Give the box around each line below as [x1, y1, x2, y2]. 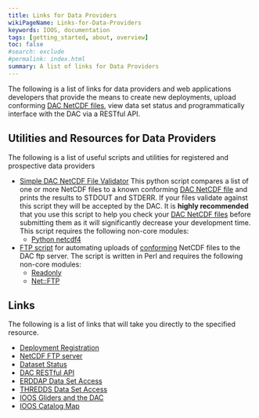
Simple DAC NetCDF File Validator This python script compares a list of [19, 176, 249, 185]
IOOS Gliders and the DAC [19, 393, 104, 402]
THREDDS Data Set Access [19, 385, 108, 394]
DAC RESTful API [19, 368, 75, 377]
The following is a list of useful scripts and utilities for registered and [8, 152, 229, 162]
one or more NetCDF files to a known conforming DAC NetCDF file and [19, 184, 248, 194]
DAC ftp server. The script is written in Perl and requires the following [19, 251, 243, 260]
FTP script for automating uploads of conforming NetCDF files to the [19, 242, 241, 252]
